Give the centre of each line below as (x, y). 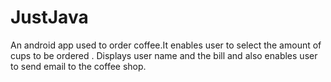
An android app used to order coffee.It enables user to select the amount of (166, 45)
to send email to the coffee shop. (78, 66)
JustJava (49, 17)
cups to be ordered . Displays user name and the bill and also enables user (164, 55)
